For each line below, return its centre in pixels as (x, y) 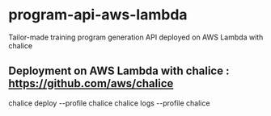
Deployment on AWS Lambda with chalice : (119, 71)
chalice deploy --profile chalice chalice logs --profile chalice (109, 103)
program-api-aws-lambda (98, 15)
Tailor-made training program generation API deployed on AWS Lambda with (136, 37)
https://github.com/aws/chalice (91, 83)
